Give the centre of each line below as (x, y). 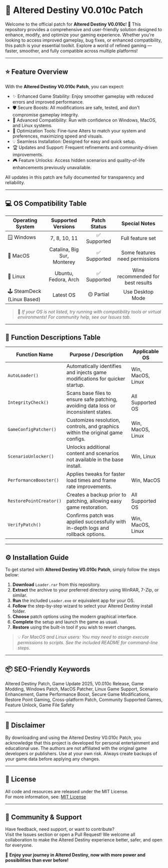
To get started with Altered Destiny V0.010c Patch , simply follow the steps (82, 569)
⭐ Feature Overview (37, 72)
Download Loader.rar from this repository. (56, 585)
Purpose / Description (96, 355)
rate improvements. (89, 487)
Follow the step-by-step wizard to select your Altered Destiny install (82, 606)
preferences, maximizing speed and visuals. (58, 136)
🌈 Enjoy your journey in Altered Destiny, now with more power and (75, 855)
